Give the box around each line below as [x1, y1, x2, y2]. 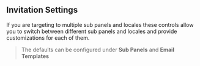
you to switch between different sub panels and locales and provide [6, 28, 177, 35]
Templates [21, 52, 50, 60]
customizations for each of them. [6, 34, 90, 42]
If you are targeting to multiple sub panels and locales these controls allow [6, 21, 194, 28]
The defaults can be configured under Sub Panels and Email [21, 46, 174, 53]
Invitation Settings [6, 5, 78, 15]
